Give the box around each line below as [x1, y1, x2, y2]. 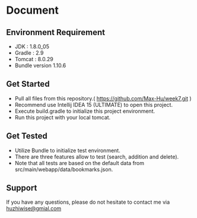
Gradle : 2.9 [14, 49, 44, 56]
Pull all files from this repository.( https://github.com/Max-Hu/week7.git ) [14, 94, 192, 102]
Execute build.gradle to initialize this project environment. [14, 108, 155, 115]
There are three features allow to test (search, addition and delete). [14, 153, 179, 160]
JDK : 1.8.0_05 [14, 43, 49, 50]
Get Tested [6, 131, 47, 141]
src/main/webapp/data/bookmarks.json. [14, 166, 113, 173]
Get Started [6, 79, 50, 89]
